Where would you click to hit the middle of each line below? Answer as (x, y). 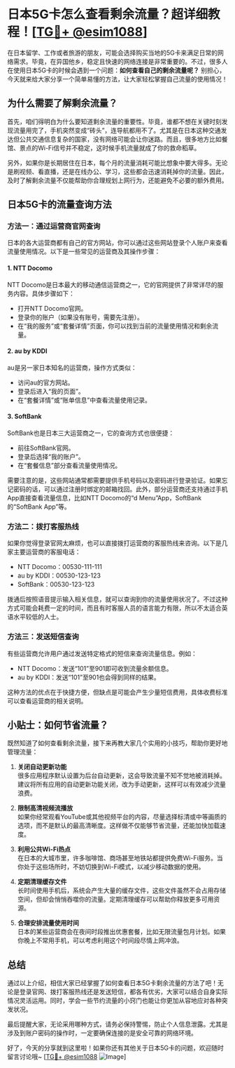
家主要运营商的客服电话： (44, 552)
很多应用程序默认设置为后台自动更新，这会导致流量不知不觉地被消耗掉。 (121, 775)
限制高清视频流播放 (45, 808)
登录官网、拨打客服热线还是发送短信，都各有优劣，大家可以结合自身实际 (123, 992)
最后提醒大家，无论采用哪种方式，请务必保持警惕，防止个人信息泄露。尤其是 (117, 1024)
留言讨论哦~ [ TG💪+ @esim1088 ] (67, 1057)
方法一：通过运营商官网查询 (54, 227)
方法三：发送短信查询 (43, 637)
